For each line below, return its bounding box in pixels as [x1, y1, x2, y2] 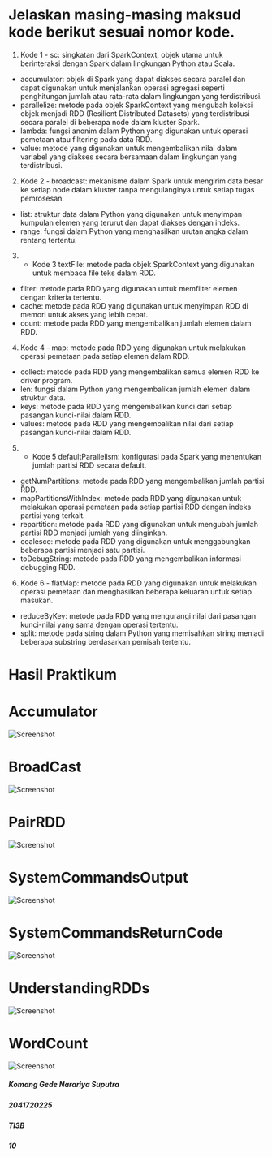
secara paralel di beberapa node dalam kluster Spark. [19, 117, 201, 127]
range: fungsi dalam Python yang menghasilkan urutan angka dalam [19, 226, 248, 236]
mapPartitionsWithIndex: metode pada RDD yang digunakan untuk [19, 493, 242, 503]
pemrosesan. [19, 193, 65, 203]
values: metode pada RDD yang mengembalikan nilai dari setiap [19, 418, 234, 428]
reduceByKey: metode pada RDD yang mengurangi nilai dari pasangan [19, 611, 257, 620]
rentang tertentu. [19, 235, 77, 244]
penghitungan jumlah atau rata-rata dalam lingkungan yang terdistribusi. [19, 91, 262, 101]
